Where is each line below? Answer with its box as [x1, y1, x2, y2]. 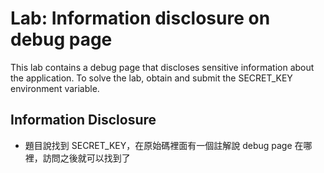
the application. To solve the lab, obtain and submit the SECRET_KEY [10, 72, 293, 84]
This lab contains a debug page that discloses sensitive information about [10, 61, 315, 73]
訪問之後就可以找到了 [42, 152, 131, 164]
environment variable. [10, 82, 100, 94]
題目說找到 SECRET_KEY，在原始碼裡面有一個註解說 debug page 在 [24, 139, 304, 151]
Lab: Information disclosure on [10, 7, 271, 30]
